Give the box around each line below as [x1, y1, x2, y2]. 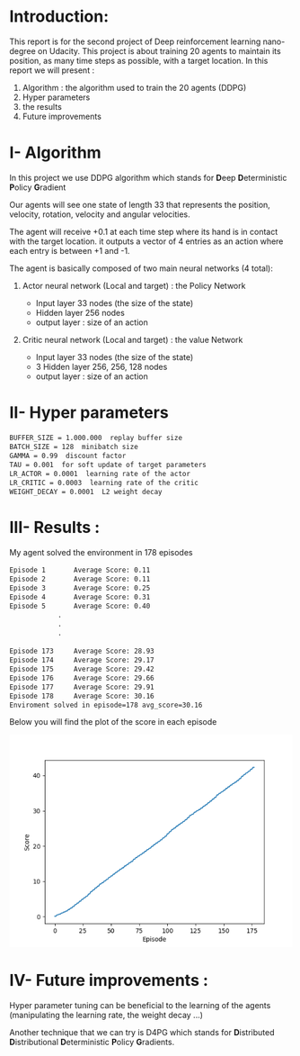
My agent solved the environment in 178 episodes [9, 546, 193, 557]
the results [22, 101, 63, 112]
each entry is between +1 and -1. [9, 245, 130, 256]
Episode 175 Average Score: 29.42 [9, 664, 154, 673]
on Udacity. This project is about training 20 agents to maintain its [37, 45, 281, 56]
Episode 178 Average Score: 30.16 [9, 691, 154, 700]
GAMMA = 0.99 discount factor [9, 451, 127, 460]
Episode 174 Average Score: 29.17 [9, 655, 154, 664]
